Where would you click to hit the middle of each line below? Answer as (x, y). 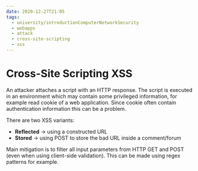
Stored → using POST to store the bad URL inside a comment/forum (98, 138)
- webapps (23, 28)
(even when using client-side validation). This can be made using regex (93, 155)
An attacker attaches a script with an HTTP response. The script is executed (99, 90)
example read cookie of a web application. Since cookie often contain (91, 102)
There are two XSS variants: (40, 120)
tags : (13, 17)
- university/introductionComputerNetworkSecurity (75, 22)
